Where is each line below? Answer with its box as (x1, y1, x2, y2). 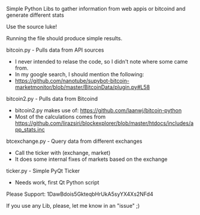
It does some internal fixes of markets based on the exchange (14, 156, 168, 163)
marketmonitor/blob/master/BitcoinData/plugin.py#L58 (14, 83, 150, 91)
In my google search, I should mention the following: (14, 71, 144, 77)
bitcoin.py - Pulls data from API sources (6, 46, 104, 53)
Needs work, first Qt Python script (14, 179, 100, 186)
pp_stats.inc (14, 126, 45, 133)
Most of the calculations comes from (14, 114, 106, 120)
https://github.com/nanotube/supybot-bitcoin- (14, 77, 130, 84)
